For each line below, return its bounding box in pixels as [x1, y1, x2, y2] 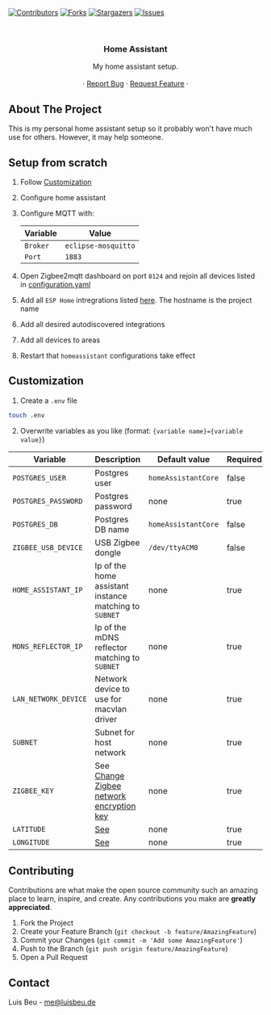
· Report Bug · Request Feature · [82, 79, 189, 89]
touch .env [8, 411, 45, 419]
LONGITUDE [12, 837, 50, 847]
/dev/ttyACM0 [148, 543, 198, 552]
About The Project [8, 102, 102, 116]
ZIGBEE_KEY [12, 786, 54, 795]
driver [94, 713, 118, 724]
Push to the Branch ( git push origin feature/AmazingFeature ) [19, 944, 228, 954]
